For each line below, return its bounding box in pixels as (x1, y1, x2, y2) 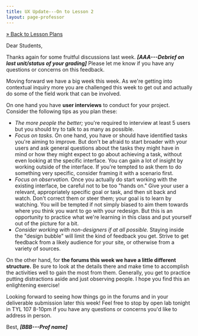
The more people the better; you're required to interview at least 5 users (14, 119, 191, 126)
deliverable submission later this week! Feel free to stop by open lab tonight (6, 299, 190, 306)
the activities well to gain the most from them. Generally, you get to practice (6, 269, 191, 276)
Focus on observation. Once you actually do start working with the (14, 176, 177, 183)
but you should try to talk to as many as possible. (14, 125, 135, 133)
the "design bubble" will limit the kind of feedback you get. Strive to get (14, 232, 189, 240)
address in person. (6, 312, 52, 319)
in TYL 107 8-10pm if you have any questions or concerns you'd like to (6, 305, 177, 312)
